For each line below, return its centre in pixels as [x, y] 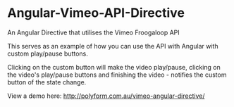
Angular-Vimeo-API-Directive [96, 13]
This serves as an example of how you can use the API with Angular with [113, 46]
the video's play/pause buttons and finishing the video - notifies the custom [117, 75]
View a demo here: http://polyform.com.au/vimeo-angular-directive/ [106, 96]
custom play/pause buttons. [48, 53]
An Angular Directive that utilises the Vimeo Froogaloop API [93, 32]
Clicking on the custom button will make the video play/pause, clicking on [114, 67]
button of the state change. [47, 82]
